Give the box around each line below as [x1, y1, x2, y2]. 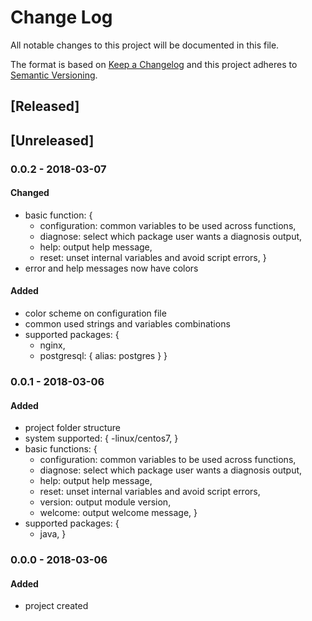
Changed [10, 187, 50, 199]
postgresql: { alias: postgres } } [39, 350, 168, 362]
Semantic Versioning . [10, 69, 98, 81]
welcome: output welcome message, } [39, 507, 198, 519]
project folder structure [24, 422, 121, 434]
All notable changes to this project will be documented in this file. [10, 39, 280, 51]
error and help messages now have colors [24, 262, 199, 274]
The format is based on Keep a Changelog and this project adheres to [10, 58, 298, 70]
